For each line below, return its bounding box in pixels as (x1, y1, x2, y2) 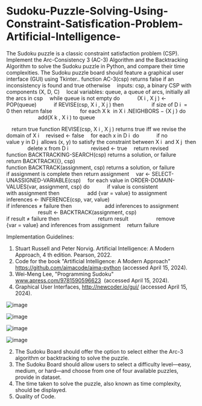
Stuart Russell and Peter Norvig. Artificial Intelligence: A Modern (14, 245, 175, 252)
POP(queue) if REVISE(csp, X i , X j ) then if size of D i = (6, 101, 188, 108)
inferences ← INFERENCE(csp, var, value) (6, 196, 110, 203)
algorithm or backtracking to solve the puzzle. (14, 354, 130, 361)
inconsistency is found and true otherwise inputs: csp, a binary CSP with (6, 81, 192, 89)
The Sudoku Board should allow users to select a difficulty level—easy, (14, 360, 192, 368)
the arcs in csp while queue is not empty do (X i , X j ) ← (6, 95, 167, 102)
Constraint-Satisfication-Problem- (6, 17, 183, 31)
